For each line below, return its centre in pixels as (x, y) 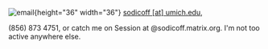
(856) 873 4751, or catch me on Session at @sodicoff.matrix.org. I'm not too (134, 28)
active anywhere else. (45, 37)
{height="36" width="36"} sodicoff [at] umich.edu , (118, 12)
